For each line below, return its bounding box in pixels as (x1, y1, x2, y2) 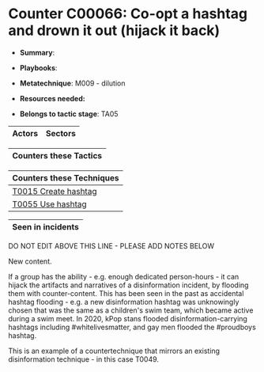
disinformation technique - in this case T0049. (8, 354, 160, 364)
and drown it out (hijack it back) (8, 21, 221, 40)
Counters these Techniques (12, 172, 119, 183)
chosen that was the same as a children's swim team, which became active (8, 306, 254, 315)
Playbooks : (19, 63, 58, 72)
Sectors (45, 127, 77, 139)
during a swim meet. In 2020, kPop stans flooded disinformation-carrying (8, 313, 247, 323)
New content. (8, 256, 53, 266)
